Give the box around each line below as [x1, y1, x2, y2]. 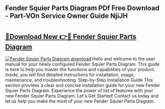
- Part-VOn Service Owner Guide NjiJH [5, 12, 128, 20]
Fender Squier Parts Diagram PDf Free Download [5, 4, 159, 12]
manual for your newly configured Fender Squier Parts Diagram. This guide [5, 61, 160, 67]
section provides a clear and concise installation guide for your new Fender [5, 82, 160, 88]
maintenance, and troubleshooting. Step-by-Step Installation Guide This [5, 77, 153, 83]
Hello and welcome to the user [92, 56, 155, 62]
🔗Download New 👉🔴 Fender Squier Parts [5, 32, 136, 41]
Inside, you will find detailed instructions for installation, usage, [5, 72, 135, 78]
